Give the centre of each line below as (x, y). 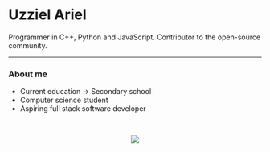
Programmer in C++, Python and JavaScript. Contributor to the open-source (135, 37)
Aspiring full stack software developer (83, 109)
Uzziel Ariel (47, 15)
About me (28, 74)
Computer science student (64, 100)
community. (28, 45)
